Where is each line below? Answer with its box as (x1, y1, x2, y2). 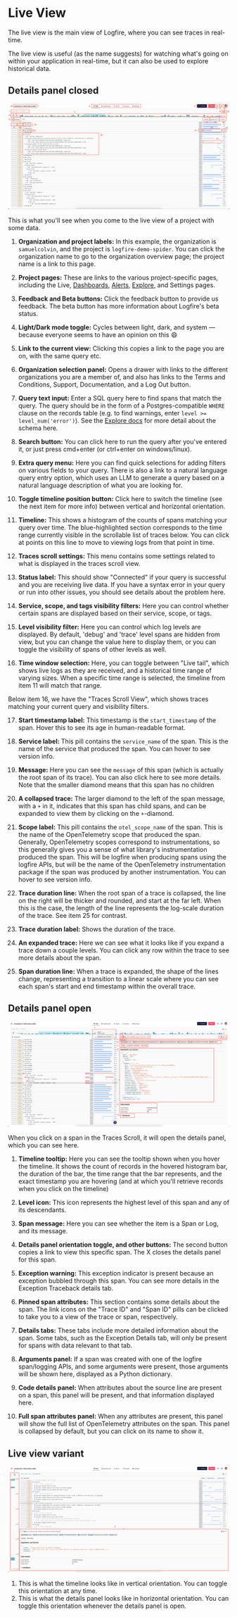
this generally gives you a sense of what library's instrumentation (18, 845, 207, 853)
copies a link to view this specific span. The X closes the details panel (18, 1248, 221, 1257)
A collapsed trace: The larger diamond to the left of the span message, (18, 794, 226, 803)
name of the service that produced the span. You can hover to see (18, 744, 211, 753)
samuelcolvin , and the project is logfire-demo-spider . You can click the (18, 244, 225, 253)
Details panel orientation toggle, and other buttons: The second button (18, 1240, 228, 1249)
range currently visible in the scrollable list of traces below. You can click (18, 530, 229, 539)
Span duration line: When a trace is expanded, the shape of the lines (18, 967, 219, 976)
